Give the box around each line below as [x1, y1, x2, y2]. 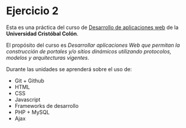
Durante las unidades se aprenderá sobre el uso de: [6, 65, 132, 72]
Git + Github [14, 77, 44, 84]
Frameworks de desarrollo [14, 102, 79, 109]
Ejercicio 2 [6, 4, 59, 18]
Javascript [14, 96, 41, 103]
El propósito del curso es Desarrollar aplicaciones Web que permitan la [6, 41, 180, 49]
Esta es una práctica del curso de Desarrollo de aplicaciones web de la [6, 24, 179, 31]
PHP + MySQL [14, 108, 50, 116]
